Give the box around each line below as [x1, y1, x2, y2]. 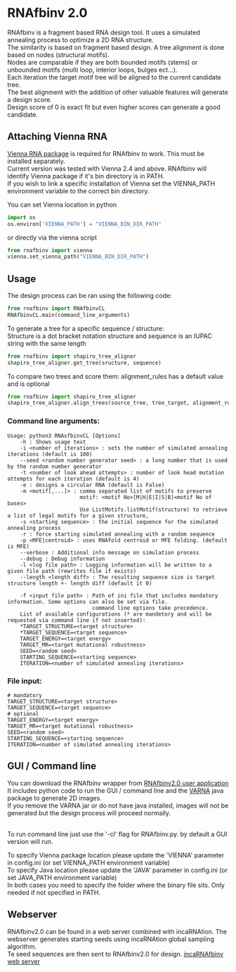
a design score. [7, 95, 53, 103]
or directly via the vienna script [7, 233, 97, 242]
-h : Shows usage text [20, 438, 86, 446]
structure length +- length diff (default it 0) [7, 580, 152, 587]
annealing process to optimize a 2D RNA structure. [7, 35, 155, 44]
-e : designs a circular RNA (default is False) [20, 481, 165, 488]
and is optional [7, 380, 51, 388]
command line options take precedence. [92, 604, 209, 611]
